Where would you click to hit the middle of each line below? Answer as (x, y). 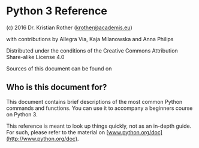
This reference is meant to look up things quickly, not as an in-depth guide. (99, 126)
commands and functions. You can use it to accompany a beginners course (99, 108)
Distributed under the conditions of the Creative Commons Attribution (92, 50)
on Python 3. (22, 114)
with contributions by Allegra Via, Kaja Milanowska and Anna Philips (90, 39)
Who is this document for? (57, 87)
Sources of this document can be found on (59, 68)
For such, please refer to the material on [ (58, 132)
